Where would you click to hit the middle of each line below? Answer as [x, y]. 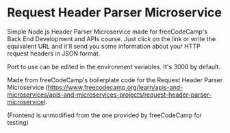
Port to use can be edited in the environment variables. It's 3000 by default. [114, 66]
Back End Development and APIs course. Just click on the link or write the [112, 38]
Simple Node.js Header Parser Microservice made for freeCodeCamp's [107, 32]
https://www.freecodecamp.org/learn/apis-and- [115, 87]
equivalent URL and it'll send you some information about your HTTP [104, 46]
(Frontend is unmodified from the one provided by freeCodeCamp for [105, 115]
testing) [18, 122]
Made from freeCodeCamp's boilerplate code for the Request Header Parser [115, 80]
